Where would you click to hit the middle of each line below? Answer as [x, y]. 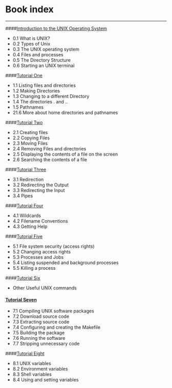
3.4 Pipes [23, 196]
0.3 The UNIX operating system [46, 49]
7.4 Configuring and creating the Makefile [57, 327]
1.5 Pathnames [28, 107]
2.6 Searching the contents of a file [50, 159]
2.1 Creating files [30, 132]
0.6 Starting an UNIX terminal [44, 66]
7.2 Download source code [41, 316]
